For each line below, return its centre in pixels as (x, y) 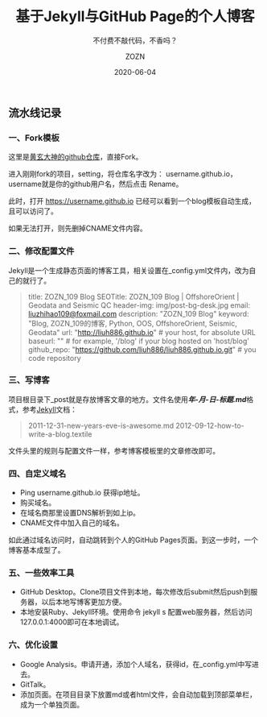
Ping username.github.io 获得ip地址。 (82, 493)
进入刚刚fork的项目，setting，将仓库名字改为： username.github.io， (123, 174)
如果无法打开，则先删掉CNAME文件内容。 (78, 228)
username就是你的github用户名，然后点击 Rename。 (96, 184)
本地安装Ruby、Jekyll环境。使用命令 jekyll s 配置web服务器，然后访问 (136, 612)
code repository (55, 358)
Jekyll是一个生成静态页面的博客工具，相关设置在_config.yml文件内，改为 (129, 270)
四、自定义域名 (37, 474)
